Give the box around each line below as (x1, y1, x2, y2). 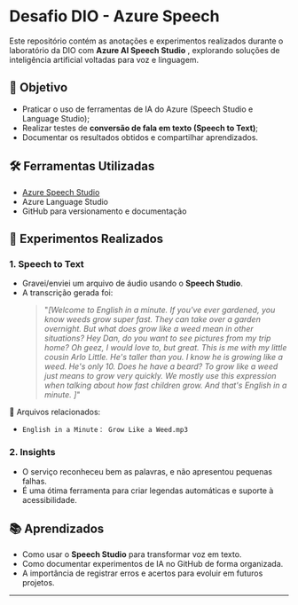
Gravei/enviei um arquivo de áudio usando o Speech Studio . (21, 278, 244, 289)
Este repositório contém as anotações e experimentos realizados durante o (9, 35, 284, 46)
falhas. (21, 475, 47, 486)
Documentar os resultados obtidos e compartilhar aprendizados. (21, 131, 259, 143)
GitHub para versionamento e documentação (21, 206, 187, 216)
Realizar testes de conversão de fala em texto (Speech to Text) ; (21, 122, 259, 133)
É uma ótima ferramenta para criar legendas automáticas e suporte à (21, 485, 274, 496)
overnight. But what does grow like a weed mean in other (43, 324, 255, 334)
